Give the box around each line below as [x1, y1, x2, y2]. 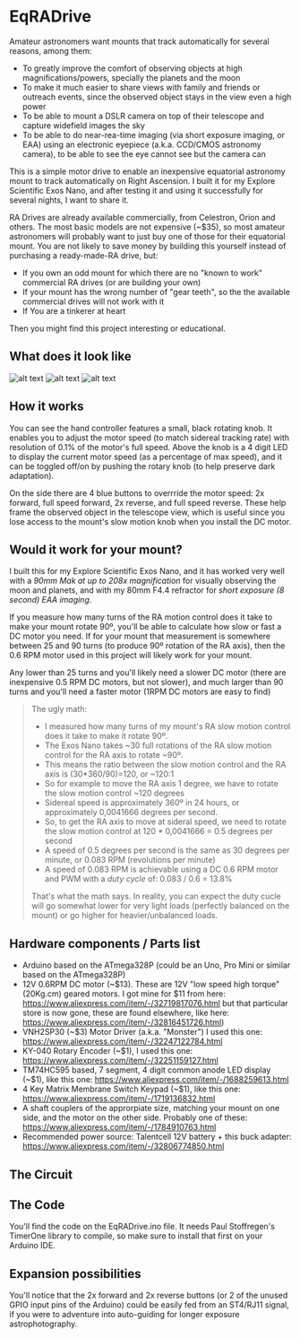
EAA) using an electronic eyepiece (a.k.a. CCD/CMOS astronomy [21, 139, 261, 150]
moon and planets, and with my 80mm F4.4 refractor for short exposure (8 [9, 585, 285, 595]
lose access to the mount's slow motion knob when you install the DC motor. [9, 516, 292, 526]
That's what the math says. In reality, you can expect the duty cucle [30, 891, 281, 902]
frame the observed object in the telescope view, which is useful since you [9, 507, 285, 517]
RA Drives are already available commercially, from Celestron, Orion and [9, 212, 276, 222]
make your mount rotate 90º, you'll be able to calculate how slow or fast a [9, 621, 282, 632]
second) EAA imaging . [9, 595, 92, 605]
